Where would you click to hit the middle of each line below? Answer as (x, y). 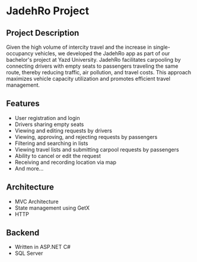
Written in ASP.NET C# (43, 247)
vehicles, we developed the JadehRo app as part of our (102, 53)
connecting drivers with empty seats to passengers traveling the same (92, 66)
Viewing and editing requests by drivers (63, 130)
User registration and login (47, 118)
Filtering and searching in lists (51, 143)
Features (23, 104)
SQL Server (29, 253)
